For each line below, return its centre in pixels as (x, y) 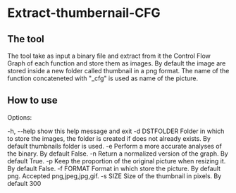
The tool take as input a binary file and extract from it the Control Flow (109, 56)
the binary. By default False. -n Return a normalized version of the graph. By (118, 154)
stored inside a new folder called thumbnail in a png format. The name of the (118, 71)
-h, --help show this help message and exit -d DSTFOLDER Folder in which (116, 131)
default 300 (24, 183)
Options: (20, 117)
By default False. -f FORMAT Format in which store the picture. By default (114, 168)
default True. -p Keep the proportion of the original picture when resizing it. (117, 161)
